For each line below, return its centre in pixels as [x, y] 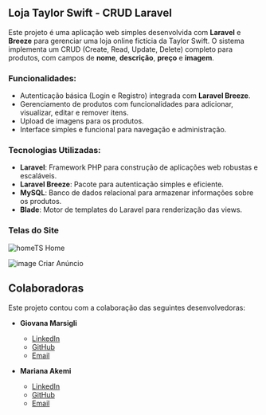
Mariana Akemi [45, 370]
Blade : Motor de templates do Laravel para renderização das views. [131, 209]
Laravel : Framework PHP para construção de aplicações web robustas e [139, 167]
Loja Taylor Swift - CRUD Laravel [90, 13]
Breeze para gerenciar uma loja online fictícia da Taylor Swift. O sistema [126, 41]
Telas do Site [34, 230]
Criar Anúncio [61, 263]
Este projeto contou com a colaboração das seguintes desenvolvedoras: [127, 307]
